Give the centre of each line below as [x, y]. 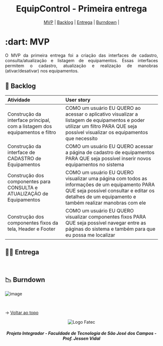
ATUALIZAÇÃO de [28, 193]
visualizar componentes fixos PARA [106, 217]
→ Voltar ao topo [22, 313]
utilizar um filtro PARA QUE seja [101, 126]
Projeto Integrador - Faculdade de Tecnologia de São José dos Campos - [81, 333]
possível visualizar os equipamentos [106, 132]
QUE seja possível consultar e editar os [110, 190]
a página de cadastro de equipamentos [110, 152]
